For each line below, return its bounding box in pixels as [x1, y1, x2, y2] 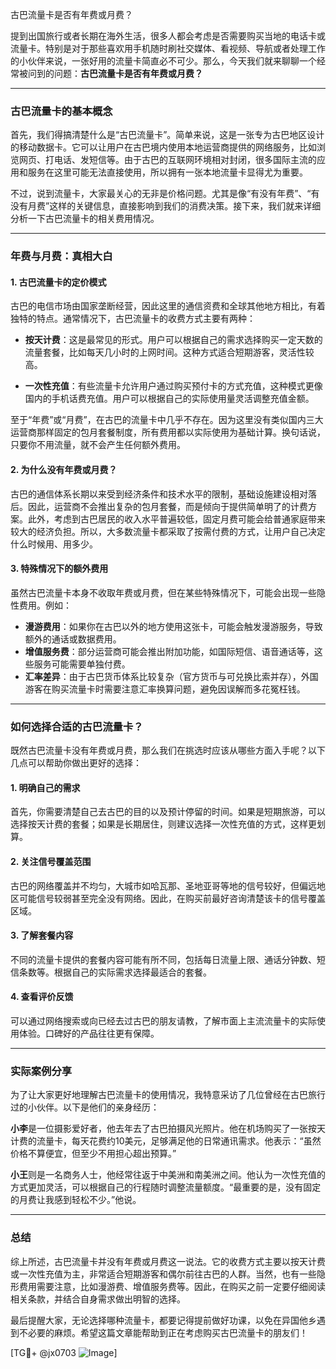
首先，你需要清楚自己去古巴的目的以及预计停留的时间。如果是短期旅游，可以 [10, 806, 326, 818]
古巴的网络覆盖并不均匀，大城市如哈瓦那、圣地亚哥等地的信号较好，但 [10, 879, 300, 892]
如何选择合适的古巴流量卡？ [10, 719, 144, 733]
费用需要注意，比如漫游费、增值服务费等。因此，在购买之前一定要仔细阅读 [18, 1280, 326, 1292]
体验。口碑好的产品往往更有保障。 [18, 1027, 160, 1039]
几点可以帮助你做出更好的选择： [10, 757, 142, 769]
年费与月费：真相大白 [10, 249, 113, 263]
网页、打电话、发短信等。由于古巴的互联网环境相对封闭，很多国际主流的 [18, 154, 317, 166]
